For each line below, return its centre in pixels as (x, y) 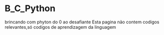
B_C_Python (30, 9)
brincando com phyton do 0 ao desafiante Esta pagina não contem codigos (82, 22)
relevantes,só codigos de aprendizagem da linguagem (61, 27)
